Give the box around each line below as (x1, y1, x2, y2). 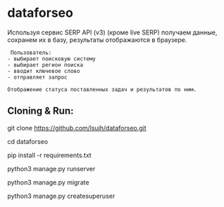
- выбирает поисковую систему (7, 55, 97, 62)
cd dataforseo (7, 137, 48, 145)
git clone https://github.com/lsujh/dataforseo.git (7, 123, 147, 132)
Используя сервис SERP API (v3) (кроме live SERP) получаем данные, (7, 28, 218, 36)
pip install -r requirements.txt (7, 151, 92, 159)
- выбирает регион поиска (7, 61, 83, 68)
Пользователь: (10, 49, 52, 56)
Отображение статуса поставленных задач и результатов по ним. (7, 86, 197, 93)
